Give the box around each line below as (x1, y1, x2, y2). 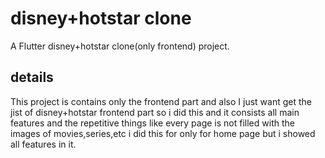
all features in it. (10, 138, 77, 150)
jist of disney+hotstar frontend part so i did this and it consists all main (10, 106, 300, 118)
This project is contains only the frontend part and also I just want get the (10, 95, 313, 107)
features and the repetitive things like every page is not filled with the (10, 117, 295, 129)
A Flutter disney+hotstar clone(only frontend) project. (10, 40, 230, 52)
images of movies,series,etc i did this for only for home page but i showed (10, 127, 316, 139)
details (10, 69, 54, 86)
